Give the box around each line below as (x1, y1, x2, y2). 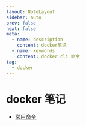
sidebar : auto (6, 14, 42, 20)
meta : (6, 31, 20, 37)
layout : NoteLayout (6, 8, 55, 15)
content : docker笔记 (17, 43, 67, 49)
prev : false (6, 20, 36, 26)
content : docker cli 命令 (17, 53, 80, 59)
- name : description (11, 37, 63, 43)
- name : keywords (11, 48, 55, 54)
